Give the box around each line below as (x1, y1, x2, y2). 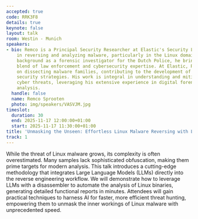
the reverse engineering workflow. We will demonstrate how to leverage (6, 175, 181, 182)
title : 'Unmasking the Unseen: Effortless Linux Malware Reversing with (6, 129, 189, 135)
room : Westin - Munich (6, 36, 62, 42)
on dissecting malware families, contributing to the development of (16, 69, 192, 75)
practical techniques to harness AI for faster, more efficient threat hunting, (6, 194, 187, 201)
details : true (6, 19, 41, 25)
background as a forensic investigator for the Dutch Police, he (16, 58, 181, 63)
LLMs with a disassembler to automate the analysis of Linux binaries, (6, 181, 174, 188)
